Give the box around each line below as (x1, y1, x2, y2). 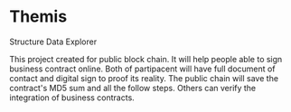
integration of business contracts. (9, 92, 136, 103)
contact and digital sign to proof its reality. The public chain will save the (9, 72, 278, 83)
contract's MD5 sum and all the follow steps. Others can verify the (9, 82, 257, 93)
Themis (9, 6, 68, 27)
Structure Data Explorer (9, 36, 98, 47)
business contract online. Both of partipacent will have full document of (9, 63, 276, 74)
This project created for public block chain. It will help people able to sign (9, 53, 283, 64)
